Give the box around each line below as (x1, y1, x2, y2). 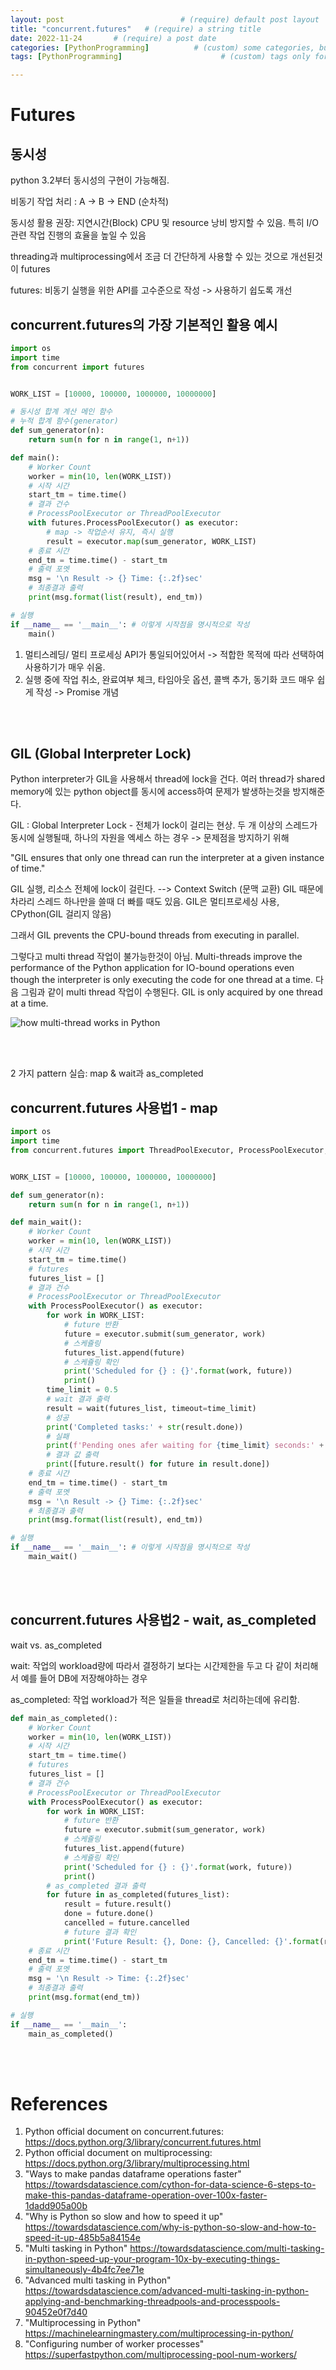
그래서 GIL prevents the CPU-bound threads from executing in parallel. (10, 929, 300, 941)
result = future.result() (63, 1899, 172, 1910)
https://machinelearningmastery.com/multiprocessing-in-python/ (24, 2327, 294, 2340)
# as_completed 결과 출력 (46, 1881, 146, 1891)
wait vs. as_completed (10, 1639, 103, 1651)
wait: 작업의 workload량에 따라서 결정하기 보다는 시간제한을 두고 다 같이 (10, 1659, 292, 1671)
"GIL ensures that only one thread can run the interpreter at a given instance (10, 852, 325, 864)
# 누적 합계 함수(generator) (10, 416, 120, 426)
